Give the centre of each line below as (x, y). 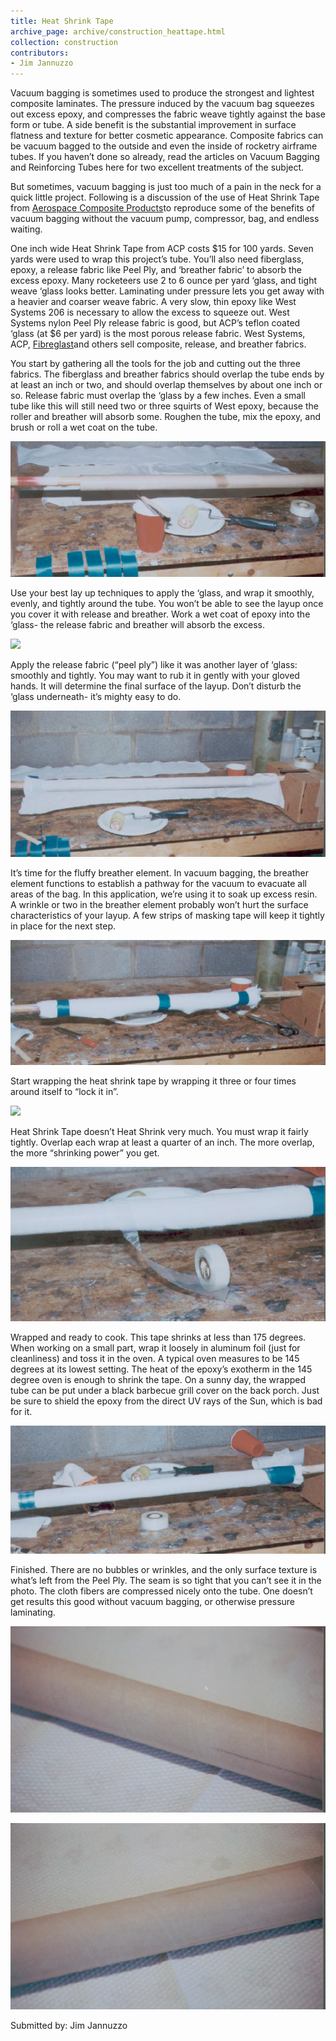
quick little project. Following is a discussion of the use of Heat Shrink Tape (165, 197)
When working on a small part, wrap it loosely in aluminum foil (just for (155, 1347)
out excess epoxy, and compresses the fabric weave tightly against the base (168, 114)
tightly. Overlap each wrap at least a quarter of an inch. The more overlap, (162, 1142)
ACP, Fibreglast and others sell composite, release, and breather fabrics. (158, 344)
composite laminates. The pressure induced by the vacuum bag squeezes (162, 104)
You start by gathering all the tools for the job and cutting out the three (155, 364)
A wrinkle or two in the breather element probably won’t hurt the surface (159, 905)
